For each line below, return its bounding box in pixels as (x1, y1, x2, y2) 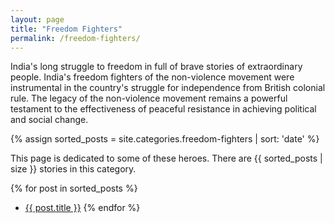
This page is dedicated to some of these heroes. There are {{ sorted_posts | (10, 152, 323, 165)
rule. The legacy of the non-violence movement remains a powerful (10, 92, 288, 105)
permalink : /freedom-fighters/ (10, 33, 141, 43)
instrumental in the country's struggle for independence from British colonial (10, 82, 326, 94)
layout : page (10, 14, 65, 25)
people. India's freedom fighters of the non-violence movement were (10, 71, 295, 83)
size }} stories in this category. (10, 163, 137, 175)
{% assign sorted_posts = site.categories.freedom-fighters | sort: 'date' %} (10, 133, 320, 145)
